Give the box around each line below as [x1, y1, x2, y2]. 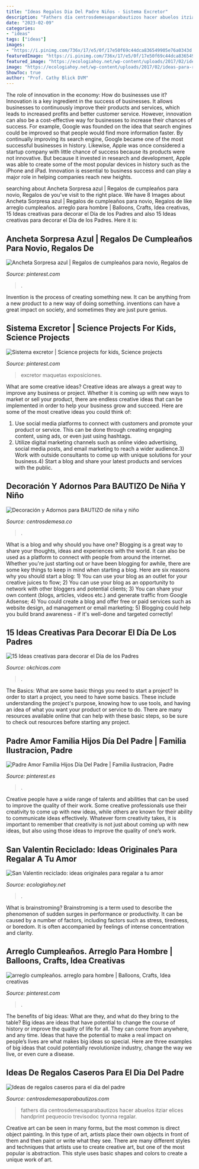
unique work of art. [6, 1156, 53, 1163]
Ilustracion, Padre [6, 745, 73, 755]
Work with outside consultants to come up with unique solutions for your [14, 451, 192, 458]
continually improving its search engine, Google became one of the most [6, 136, 184, 143]
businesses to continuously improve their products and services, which [6, 104, 180, 111]
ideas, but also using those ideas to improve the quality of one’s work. [6, 827, 176, 834]
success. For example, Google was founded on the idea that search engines [6, 123, 192, 130]
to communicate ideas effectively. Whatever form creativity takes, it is [6, 815, 176, 822]
